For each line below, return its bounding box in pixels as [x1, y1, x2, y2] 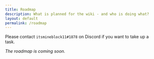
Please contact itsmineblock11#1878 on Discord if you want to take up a [5, 34, 149, 40]
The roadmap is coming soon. [5, 48, 66, 54]
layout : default [5, 16, 38, 21]
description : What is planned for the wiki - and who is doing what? [5, 12, 150, 16]
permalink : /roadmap [5, 20, 47, 26]
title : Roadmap [5, 7, 36, 12]
